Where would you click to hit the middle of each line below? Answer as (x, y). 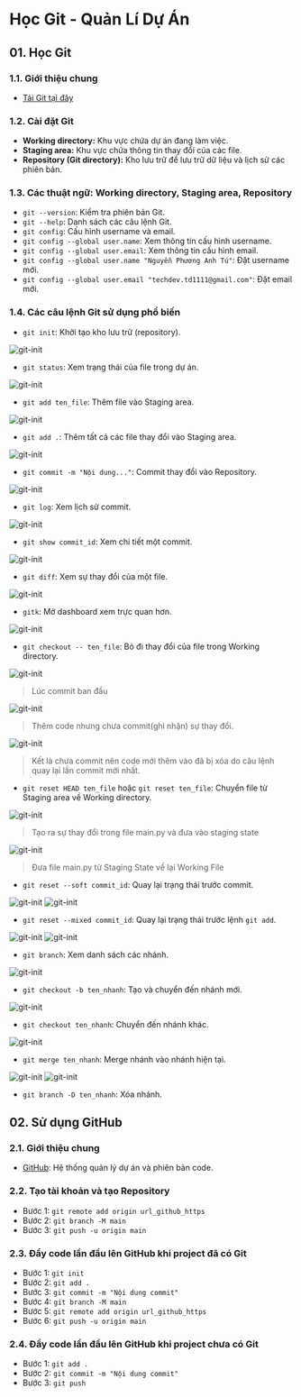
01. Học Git (41, 53)
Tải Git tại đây (48, 97)
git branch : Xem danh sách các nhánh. (96, 954)
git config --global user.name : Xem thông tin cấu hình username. (147, 241)
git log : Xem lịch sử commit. (77, 507)
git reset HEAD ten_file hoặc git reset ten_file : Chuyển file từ (145, 788)
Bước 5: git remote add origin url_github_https (114, 1311)
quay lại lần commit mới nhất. (86, 770)
